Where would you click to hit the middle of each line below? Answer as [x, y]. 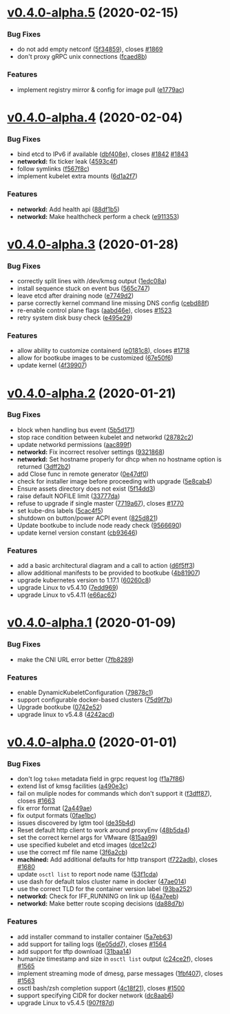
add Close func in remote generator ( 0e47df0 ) [83, 474]
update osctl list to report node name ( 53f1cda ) [87, 874]
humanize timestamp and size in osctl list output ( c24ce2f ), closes [115, 959]
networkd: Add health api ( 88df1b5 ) [68, 209]
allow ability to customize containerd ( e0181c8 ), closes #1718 [103, 351]
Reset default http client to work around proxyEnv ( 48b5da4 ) [104, 830]
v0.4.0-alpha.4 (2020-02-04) [95, 117]
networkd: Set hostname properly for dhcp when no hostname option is [119, 459]
